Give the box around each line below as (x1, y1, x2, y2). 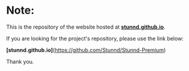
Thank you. (6, 58, 34, 65)
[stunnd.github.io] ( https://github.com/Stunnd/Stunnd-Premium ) (6, 46, 166, 54)
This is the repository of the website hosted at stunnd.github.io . (6, 23, 166, 30)
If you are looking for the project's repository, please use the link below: (6, 35, 184, 42)
